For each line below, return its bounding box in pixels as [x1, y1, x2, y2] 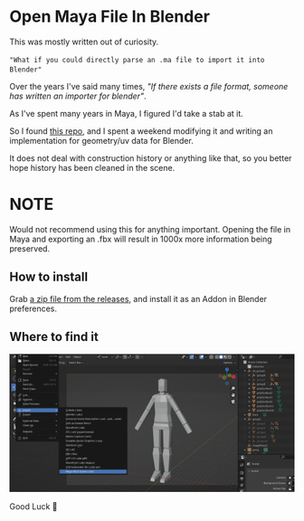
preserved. [9, 242, 51, 254]
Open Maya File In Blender [9, 6, 211, 27]
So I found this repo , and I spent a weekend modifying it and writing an [9, 125, 273, 137]
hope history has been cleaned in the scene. [9, 162, 176, 173]
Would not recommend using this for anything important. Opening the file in [9, 223, 291, 234]
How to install [9, 270, 89, 285]
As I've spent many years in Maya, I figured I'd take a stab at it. [9, 108, 244, 118]
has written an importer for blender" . [9, 90, 147, 101]
